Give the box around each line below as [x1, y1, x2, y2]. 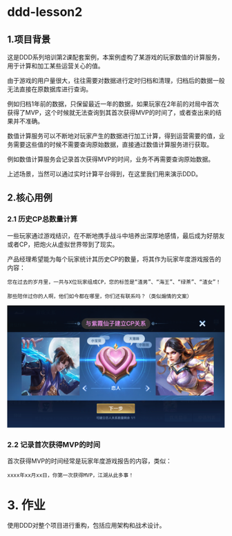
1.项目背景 [7, 33, 51, 45]
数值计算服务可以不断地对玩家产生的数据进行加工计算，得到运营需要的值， [7, 132, 219, 140]
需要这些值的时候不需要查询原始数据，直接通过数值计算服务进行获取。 [12, 140, 213, 149]
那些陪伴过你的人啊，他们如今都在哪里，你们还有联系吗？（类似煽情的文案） [7, 293, 193, 299]
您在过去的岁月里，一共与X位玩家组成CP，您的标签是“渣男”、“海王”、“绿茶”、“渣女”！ [7, 278, 221, 286]
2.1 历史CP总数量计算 [7, 214, 78, 224]
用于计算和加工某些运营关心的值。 [7, 62, 104, 70]
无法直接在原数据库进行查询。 [7, 85, 92, 93]
